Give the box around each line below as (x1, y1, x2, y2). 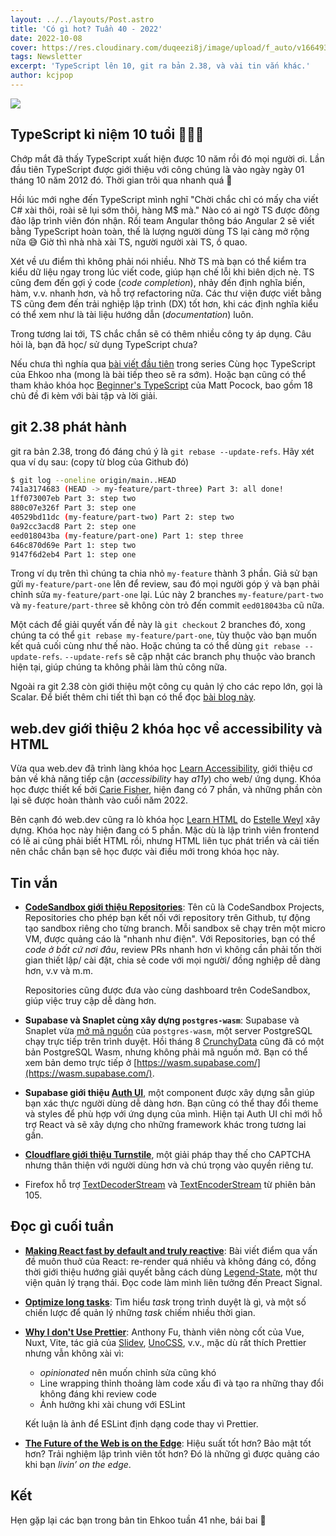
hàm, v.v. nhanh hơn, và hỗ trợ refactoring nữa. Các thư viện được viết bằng (10, 287, 322, 299)
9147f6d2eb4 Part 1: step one (10, 549, 137, 560)
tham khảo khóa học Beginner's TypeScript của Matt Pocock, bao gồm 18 (10, 379, 313, 391)
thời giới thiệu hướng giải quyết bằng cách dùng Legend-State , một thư (24, 1266, 318, 1278)
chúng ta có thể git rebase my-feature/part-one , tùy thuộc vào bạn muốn (10, 629, 317, 641)
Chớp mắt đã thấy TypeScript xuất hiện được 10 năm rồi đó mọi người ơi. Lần (10, 152, 325, 165)
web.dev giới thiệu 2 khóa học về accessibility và (10, 720, 323, 737)
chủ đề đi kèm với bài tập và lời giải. (10, 389, 158, 401)
